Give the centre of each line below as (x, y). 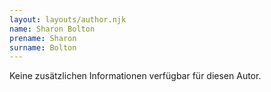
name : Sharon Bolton (52, 29)
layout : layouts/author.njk (68, 19)
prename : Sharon (43, 38)
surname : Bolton (43, 47)
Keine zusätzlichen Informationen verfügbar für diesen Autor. (135, 76)
